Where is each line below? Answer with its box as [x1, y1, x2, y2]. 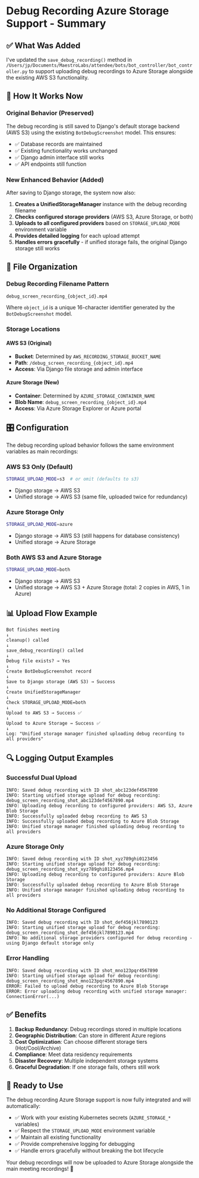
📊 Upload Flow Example [6, 608, 97, 618]
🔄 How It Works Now [6, 91, 83, 102]
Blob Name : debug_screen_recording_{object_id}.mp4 [14, 399, 147, 405]
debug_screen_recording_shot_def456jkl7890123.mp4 [6, 930, 134, 936]
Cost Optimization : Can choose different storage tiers [14, 1038, 147, 1045]
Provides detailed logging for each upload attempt [14, 232, 140, 239]
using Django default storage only [6, 940, 94, 946]
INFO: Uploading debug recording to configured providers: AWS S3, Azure [6, 803, 193, 809]
